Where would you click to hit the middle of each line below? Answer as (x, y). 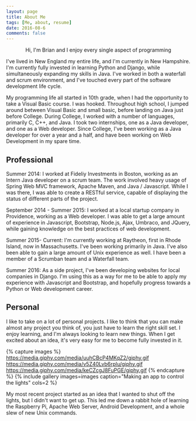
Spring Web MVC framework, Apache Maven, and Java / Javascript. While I (97, 186)
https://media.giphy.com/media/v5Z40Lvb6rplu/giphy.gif (75, 364)
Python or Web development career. (50, 288)
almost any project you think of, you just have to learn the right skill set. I (93, 327)
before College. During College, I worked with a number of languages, (90, 116)
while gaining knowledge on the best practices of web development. (88, 229)
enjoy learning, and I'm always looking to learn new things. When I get (91, 334)
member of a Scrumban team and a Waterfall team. (68, 259)
